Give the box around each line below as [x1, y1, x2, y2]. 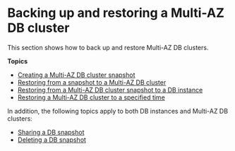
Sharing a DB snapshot [17, 128, 85, 136]
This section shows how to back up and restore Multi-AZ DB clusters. [7, 43, 209, 52]
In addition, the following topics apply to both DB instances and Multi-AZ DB [7, 107, 228, 115]
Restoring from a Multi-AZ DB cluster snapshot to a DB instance [17, 85, 203, 94]
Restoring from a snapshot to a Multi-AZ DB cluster [17, 78, 167, 86]
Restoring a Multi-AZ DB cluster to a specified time [17, 93, 166, 102]
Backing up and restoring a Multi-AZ [7, 5, 224, 21]
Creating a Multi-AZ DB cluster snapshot [17, 71, 135, 79]
